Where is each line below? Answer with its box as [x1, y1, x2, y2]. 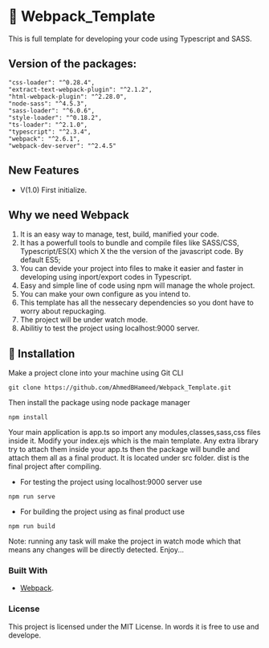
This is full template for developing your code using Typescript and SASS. [8, 34, 253, 43]
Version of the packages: [8, 57, 137, 71]
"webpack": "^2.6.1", [8, 134, 81, 143]
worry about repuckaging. [19, 306, 107, 316]
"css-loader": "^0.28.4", [8, 78, 95, 87]
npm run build [8, 523, 56, 531]
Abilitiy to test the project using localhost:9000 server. [19, 323, 200, 333]
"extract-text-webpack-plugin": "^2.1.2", [8, 85, 153, 93]
